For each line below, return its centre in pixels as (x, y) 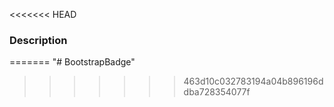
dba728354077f (217, 92)
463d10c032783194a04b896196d (253, 81)
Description (38, 40)
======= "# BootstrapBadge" (72, 62)
